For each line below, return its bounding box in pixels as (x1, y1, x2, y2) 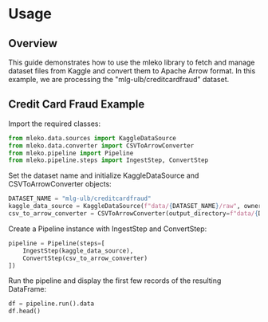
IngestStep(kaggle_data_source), (22, 246, 134, 255)
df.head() (8, 308, 41, 316)
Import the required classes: (8, 119, 101, 128)
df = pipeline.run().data (8, 300, 94, 308)
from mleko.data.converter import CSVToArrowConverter (8, 141, 195, 150)
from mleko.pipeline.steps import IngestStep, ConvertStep (8, 156, 209, 164)
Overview (8, 37, 58, 50)
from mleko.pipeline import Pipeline (8, 149, 134, 157)
